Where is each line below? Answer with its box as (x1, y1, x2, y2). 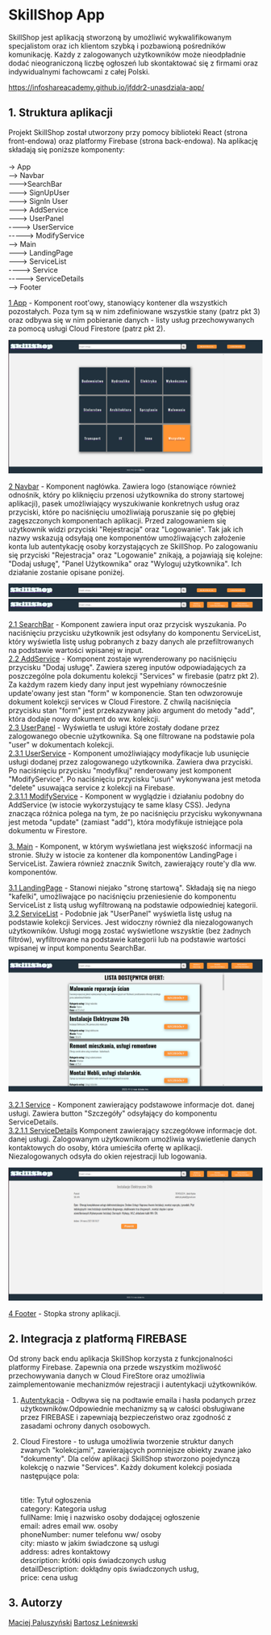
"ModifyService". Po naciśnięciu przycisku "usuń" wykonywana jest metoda (8, 774, 261, 784)
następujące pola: (19, 1471, 80, 1480)
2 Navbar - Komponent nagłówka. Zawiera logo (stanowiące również (8, 481, 236, 491)
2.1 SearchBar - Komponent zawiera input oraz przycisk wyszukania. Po (8, 620, 248, 629)
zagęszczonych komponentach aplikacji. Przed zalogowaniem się (8, 516, 227, 526)
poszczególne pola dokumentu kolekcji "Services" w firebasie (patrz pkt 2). (8, 671, 260, 681)
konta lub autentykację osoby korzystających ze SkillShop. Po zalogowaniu (8, 542, 258, 552)
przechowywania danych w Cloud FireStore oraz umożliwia (8, 1370, 206, 1380)
